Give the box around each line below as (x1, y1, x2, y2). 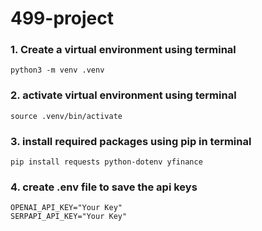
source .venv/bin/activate (10, 111, 123, 121)
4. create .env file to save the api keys (10, 180, 198, 194)
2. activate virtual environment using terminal (10, 88, 237, 102)
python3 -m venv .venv (10, 65, 105, 76)
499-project (10, 7, 114, 30)
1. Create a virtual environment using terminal (10, 43, 237, 57)
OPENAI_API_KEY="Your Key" (10, 203, 123, 213)
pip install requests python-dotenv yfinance (10, 157, 203, 167)
